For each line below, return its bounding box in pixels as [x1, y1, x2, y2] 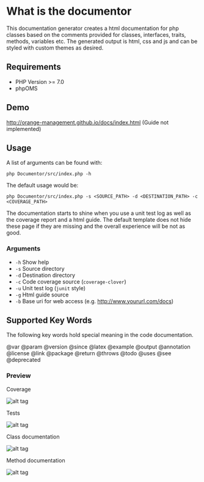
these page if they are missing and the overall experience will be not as [6, 222, 186, 230]
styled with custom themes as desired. [6, 44, 104, 51]
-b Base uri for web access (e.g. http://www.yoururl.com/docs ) [15, 297, 174, 304]
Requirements [6, 62, 61, 72]
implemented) [6, 125, 42, 132]
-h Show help [15, 258, 49, 266]
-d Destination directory [15, 271, 75, 279]
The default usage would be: [6, 182, 79, 189]
